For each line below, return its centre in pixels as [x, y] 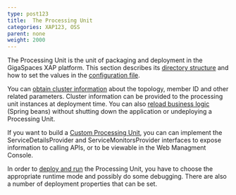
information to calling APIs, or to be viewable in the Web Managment [107, 148]
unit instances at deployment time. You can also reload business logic [108, 104]
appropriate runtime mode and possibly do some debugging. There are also [117, 177]
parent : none [26, 34]
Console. [20, 155]
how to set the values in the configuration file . [74, 76]
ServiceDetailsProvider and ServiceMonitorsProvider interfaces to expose [114, 140]
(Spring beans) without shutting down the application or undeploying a [110, 112]
